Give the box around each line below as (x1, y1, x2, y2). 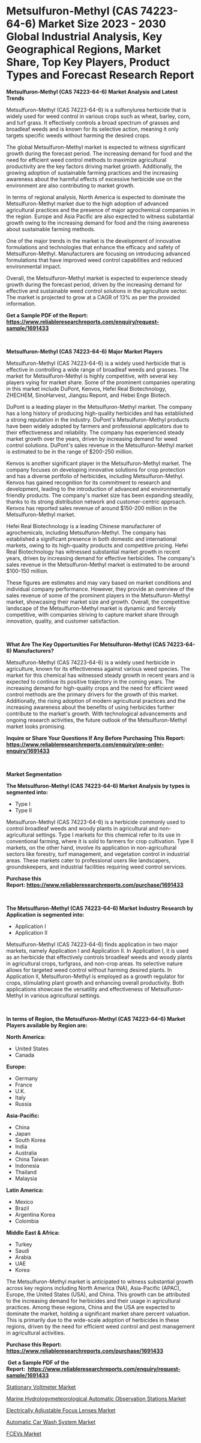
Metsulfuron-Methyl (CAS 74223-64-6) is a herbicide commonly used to (6, 818, 185, 826)
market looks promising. (6, 723, 66, 730)
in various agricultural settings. (24, 992, 101, 999)
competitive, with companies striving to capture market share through (6, 611, 179, 618)
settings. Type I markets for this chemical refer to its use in (35, 831, 181, 838)
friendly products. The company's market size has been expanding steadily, (6, 491, 194, 499)
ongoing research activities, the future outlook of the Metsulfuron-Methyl (6, 716, 187, 723)
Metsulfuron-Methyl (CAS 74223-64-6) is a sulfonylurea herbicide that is (6, 106, 187, 113)
